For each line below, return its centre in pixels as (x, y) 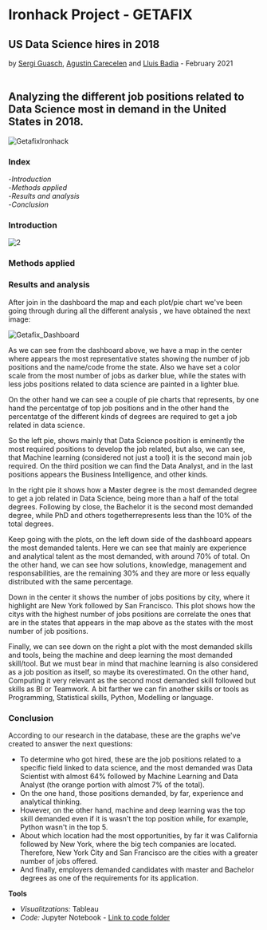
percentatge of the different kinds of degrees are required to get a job (123, 416)
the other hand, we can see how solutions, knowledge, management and (128, 564)
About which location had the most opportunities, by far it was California (139, 835)
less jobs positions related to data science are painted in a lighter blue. (124, 384)
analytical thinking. (51, 801)
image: (20, 319)
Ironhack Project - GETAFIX (100, 15)
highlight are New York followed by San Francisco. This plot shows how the (132, 605)
